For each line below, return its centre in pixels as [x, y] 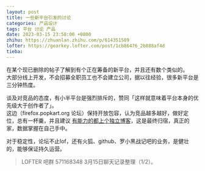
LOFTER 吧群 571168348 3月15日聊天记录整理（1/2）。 [89, 161]
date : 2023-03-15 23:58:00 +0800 [49, 35]
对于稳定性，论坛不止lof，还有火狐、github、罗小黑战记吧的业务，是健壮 [98, 141]
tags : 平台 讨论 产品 [31, 29]
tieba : [15, 52]
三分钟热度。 [22, 85]
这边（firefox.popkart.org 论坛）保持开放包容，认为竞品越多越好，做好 [95, 113]
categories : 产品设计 [32, 23]
